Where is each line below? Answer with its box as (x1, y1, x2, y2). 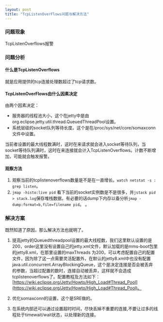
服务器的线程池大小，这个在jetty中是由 (12, 113, 89, 119)
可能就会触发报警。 (13, 154, 52, 160)
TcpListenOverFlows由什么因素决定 (5, 90, 78, 96)
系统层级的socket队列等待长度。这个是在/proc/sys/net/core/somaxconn (12, 125, 156, 131)
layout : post (5, 7, 32, 12)
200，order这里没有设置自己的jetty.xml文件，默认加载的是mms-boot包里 (12, 243, 158, 249)
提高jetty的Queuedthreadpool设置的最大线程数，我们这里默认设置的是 (12, 237, 152, 243)
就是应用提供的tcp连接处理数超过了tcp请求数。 (5, 78, 99, 84)
